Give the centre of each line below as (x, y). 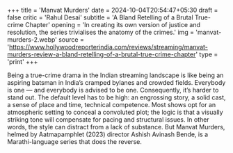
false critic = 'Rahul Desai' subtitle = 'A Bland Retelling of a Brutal (100, 17)
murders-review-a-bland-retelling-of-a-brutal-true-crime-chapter (102, 54)
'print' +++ (23, 62)
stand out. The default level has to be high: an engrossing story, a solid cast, (116, 97)
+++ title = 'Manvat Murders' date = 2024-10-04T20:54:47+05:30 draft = (113, 10)
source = (71, 40)
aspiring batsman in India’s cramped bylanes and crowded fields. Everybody (116, 82)
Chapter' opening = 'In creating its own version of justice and (113, 25)
